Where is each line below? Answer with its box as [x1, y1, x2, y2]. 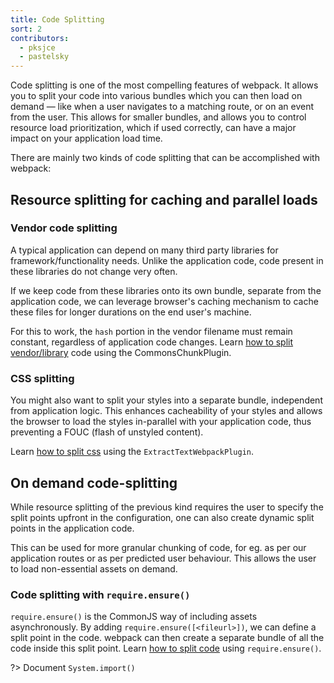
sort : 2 [10, 24, 43, 34]
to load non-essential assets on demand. [10, 562, 178, 575]
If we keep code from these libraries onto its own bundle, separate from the [10, 284, 322, 296]
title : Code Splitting [10, 14, 105, 25]
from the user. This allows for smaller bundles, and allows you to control [10, 111, 307, 123]
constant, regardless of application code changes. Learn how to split [10, 336, 294, 348]
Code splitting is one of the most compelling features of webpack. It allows [10, 79, 319, 91]
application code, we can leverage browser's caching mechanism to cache [10, 295, 319, 307]
